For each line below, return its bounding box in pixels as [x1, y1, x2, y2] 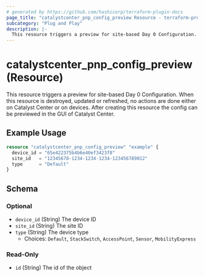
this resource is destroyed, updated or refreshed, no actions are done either [6, 97, 196, 105]
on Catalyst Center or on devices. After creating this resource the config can [6, 104, 198, 111]
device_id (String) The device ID [15, 216, 97, 223]
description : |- [6, 26, 47, 32]
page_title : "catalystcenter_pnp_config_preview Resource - [6, 15, 162, 21]
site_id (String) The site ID [15, 222, 83, 229]
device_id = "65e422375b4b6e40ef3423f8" [12, 150, 115, 156]
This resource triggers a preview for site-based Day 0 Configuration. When [6, 91, 194, 98]
